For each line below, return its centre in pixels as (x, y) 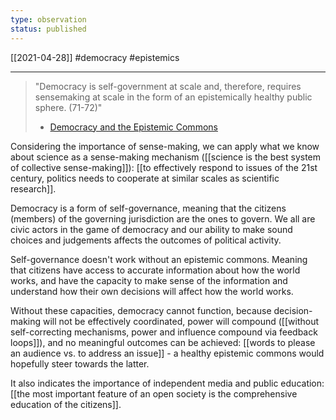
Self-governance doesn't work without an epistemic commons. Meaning (159, 259)
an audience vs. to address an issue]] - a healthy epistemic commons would (167, 353)
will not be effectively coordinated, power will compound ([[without (181, 321)
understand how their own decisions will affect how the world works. (152, 291)
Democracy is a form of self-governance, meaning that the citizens (148, 208)
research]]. (33, 188)
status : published (48, 29)
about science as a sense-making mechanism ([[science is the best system (166, 157)
